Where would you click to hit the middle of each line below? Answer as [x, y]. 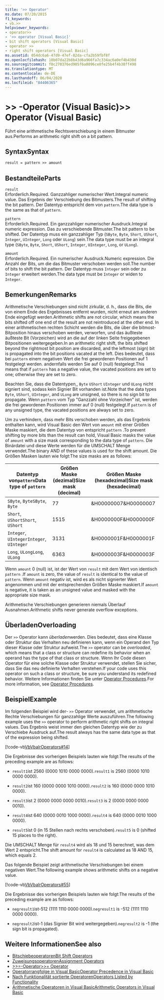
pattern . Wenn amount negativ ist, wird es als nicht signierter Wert [71, 579]
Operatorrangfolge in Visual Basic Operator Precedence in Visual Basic [83, 972]
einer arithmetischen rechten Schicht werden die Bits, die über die [72, 327]
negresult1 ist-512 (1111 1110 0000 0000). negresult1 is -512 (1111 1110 [80, 909]
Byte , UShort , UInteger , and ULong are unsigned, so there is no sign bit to [77, 394]
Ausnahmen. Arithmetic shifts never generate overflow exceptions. [72, 610]
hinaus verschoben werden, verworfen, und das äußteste [85, 332]
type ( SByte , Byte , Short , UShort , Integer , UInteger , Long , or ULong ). [72, 245]
